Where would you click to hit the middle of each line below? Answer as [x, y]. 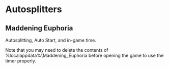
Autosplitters [34, 9]
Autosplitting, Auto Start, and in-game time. [51, 40]
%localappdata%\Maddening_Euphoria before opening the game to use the [84, 55]
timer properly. [21, 61]
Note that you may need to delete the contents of [57, 50]
